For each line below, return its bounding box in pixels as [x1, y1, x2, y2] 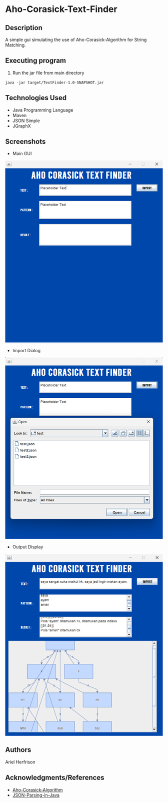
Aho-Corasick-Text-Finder [5, 4, 117, 15]
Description [5, 24, 42, 32]
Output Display [12, 544, 43, 550]
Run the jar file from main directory [12, 70, 84, 76]
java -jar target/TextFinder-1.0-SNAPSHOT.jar [5, 80, 104, 85]
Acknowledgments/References [5, 773, 104, 782]
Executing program [5, 57, 66, 65]
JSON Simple [12, 118, 40, 124]
